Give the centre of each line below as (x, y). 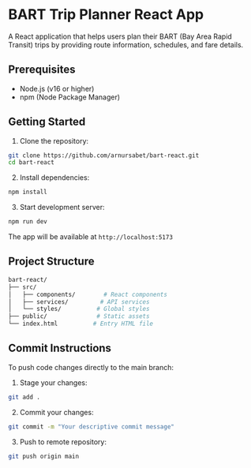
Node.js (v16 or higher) (57, 88)
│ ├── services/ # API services (79, 301)
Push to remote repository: (63, 442)
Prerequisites (42, 70)
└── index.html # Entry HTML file (81, 324)
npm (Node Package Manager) (70, 97)
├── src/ (22, 287)
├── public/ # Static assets (79, 316)
